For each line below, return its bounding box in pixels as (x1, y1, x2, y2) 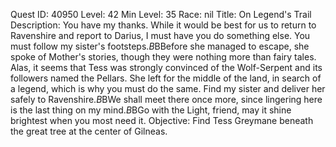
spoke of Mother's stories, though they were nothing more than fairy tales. (10, 51, 317, 63)
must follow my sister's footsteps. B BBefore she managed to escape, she (10, 40, 310, 52)
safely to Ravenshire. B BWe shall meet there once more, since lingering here (10, 94, 323, 105)
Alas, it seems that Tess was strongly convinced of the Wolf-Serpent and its (10, 62, 323, 73)
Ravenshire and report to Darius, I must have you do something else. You (10, 30, 311, 41)
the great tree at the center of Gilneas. (10, 125, 168, 137)
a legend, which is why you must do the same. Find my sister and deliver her (10, 83, 326, 94)
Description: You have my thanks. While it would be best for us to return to (10, 19, 317, 31)
